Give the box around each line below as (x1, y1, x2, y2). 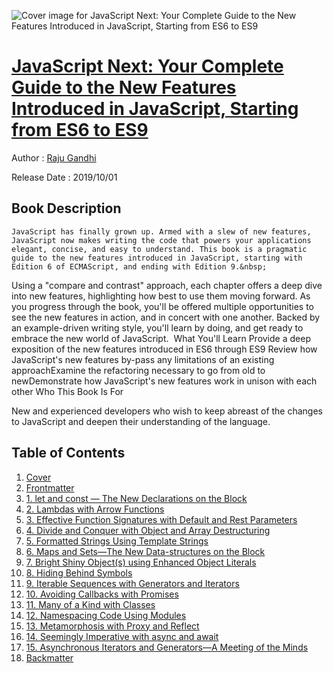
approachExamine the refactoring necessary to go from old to (11, 364, 266, 376)
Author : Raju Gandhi (11, 151, 97, 164)
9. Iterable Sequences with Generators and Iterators (25, 577, 240, 589)
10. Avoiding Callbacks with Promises (25, 588, 179, 600)
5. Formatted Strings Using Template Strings (25, 535, 209, 547)
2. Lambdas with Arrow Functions (25, 503, 165, 515)
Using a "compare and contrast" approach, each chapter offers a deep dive (11, 279, 323, 291)
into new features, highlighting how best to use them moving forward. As (11, 290, 311, 302)
